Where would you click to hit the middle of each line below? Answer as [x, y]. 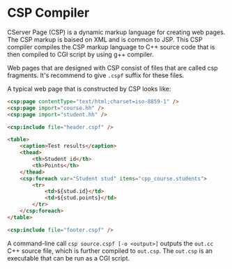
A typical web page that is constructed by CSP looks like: [89, 89]
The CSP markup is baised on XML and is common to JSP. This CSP [105, 39]
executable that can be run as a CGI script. [69, 258]
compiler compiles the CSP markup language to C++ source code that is [111, 47]
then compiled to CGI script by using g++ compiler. [80, 54]
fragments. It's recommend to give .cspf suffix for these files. [96, 75]
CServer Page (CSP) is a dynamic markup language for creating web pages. [116, 32]
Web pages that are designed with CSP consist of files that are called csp [113, 68]
